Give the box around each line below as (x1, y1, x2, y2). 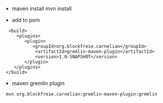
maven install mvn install (11, 5, 72, 12)
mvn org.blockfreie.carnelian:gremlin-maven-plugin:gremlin (5, 91, 158, 97)
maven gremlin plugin (11, 80, 65, 86)
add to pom (11, 17, 40, 23)
